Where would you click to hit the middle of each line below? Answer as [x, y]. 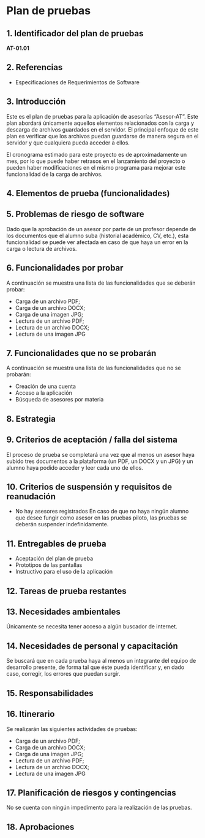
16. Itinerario [31, 714]
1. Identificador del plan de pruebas [75, 34]
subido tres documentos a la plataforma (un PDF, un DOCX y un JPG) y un [100, 461]
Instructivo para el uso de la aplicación [64, 572]
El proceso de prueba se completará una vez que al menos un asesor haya [100, 454]
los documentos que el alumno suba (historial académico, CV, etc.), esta [98, 235]
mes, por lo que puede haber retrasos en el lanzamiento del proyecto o [96, 161]
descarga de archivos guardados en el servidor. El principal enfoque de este [102, 129]
